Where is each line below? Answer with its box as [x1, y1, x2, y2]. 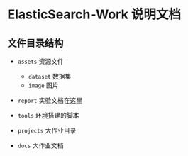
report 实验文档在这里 [17, 96, 83, 104]
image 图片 [28, 81, 59, 89]
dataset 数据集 [28, 72, 72, 80]
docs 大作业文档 [17, 141, 64, 150]
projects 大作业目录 [17, 126, 77, 135]
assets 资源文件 [17, 57, 64, 65]
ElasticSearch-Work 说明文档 [7, 6, 182, 23]
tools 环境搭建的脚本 [17, 111, 79, 119]
